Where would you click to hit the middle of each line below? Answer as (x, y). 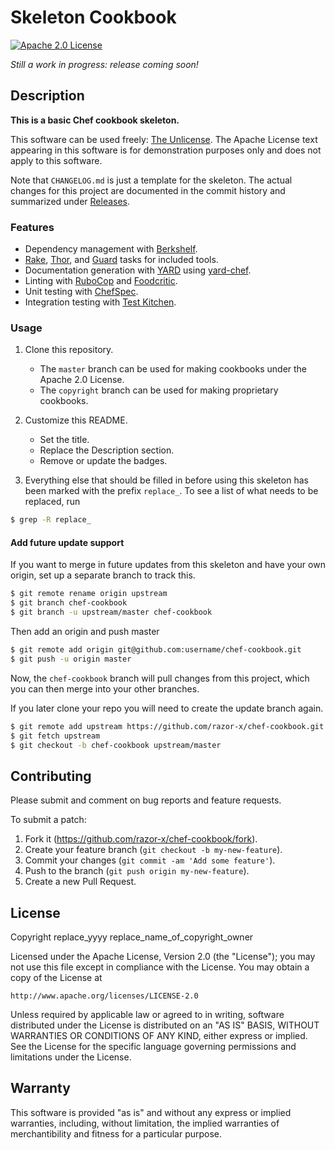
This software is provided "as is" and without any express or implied (151, 1112)
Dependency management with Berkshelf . (111, 249)
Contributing (51, 776)
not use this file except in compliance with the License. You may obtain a (160, 967)
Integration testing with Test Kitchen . (100, 302)
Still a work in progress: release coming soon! (104, 64)
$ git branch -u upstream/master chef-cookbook (111, 612)
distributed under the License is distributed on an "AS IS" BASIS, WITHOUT (165, 1025)
